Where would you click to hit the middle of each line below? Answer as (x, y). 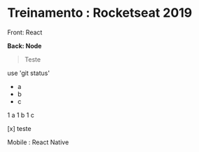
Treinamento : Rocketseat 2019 (100, 13)
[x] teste (19, 128)
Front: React (25, 32)
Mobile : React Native (38, 142)
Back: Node (25, 46)
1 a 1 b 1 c (21, 115)
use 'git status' (29, 73)
